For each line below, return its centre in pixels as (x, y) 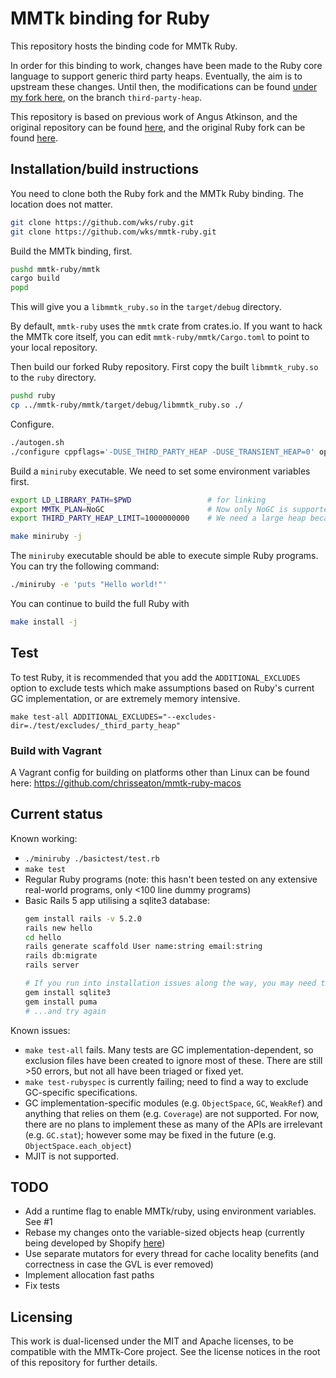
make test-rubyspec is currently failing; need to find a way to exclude (166, 1081)
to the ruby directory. (53, 378)
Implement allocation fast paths (89, 1275)
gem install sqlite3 (67, 992)
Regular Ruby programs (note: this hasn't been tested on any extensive (171, 879)
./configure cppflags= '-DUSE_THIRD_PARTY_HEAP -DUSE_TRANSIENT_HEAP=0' (162, 452)
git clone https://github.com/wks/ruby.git (102, 222)
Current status (56, 814)
